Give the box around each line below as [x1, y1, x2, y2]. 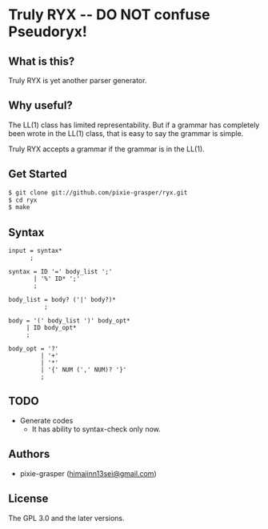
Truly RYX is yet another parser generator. [8, 76, 147, 85]
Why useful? [8, 98, 74, 113]
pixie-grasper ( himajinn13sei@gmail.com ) [19, 468, 158, 478]
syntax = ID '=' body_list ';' [8, 268, 113, 276]
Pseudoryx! [8, 22, 88, 41]
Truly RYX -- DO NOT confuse [8, 6, 210, 24]
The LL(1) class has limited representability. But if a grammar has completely [8, 120, 260, 130]
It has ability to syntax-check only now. [31, 424, 162, 434]
